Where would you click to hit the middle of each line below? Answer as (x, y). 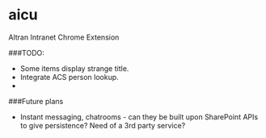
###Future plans (36, 101)
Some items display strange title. (74, 68)
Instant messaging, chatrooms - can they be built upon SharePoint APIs (139, 117)
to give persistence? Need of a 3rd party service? (103, 125)
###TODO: (26, 52)
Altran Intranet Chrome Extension (64, 37)
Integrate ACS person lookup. (69, 77)
